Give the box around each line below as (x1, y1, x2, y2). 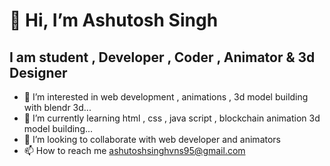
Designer (9, 64, 68, 81)
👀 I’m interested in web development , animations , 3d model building (23, 91, 309, 103)
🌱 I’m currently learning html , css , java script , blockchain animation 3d (23, 112, 321, 124)
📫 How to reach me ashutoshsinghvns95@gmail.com (23, 145, 246, 156)
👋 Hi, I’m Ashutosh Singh (9, 9, 219, 32)
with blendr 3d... (23, 102, 92, 113)
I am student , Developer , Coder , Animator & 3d (9, 49, 316, 66)
